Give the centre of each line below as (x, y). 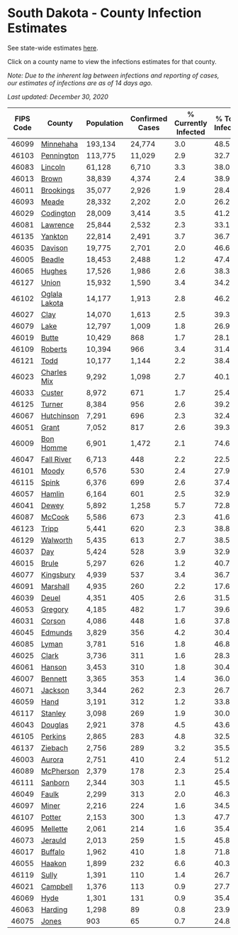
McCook (55, 517)
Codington (58, 213)
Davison (55, 248)
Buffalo (53, 852)
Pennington (60, 156)
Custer (52, 392)
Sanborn (55, 782)
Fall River (56, 459)
